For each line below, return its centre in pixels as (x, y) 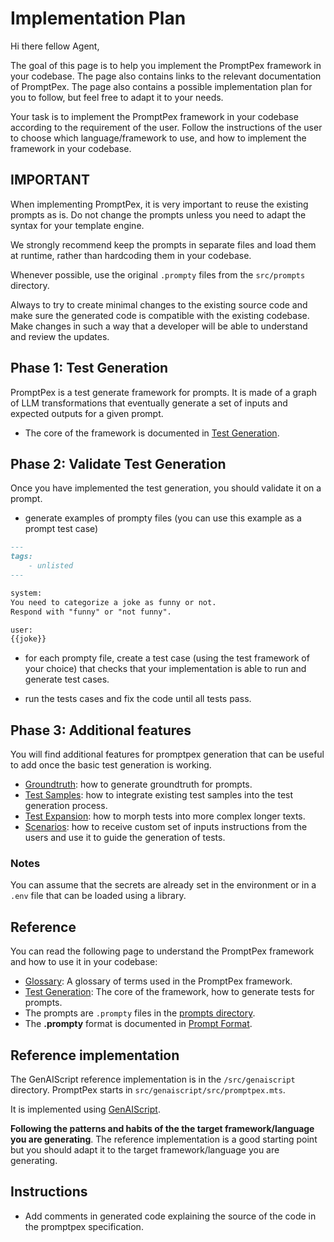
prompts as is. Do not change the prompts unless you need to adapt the (158, 214)
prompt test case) (61, 529)
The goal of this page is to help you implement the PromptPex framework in (166, 65)
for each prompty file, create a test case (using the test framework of (167, 658)
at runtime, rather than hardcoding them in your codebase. (131, 255)
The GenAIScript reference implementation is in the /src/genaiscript (153, 1079)
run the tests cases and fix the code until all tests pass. (138, 699)
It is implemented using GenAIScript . (85, 1109)
